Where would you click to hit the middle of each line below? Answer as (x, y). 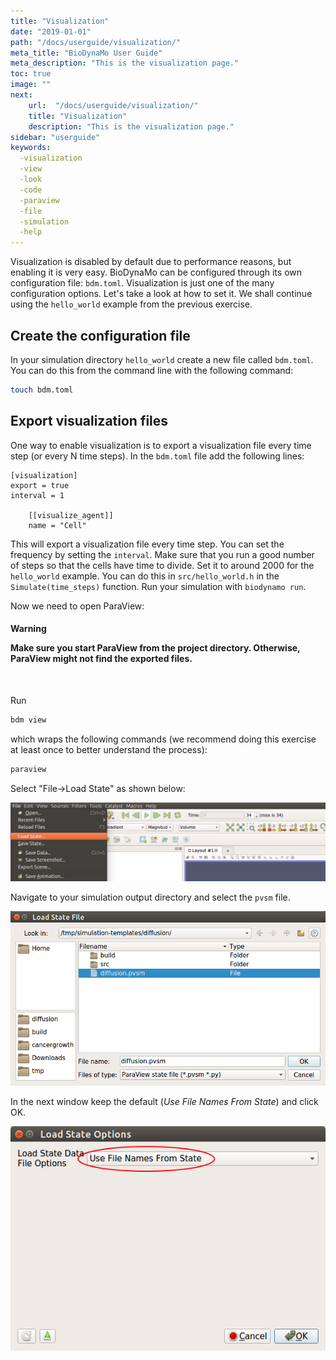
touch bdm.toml (42, 390)
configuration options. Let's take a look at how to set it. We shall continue (161, 294)
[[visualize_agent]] (71, 515)
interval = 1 (37, 495)
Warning (28, 629)
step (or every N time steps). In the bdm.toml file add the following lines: (157, 456)
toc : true (31, 74)
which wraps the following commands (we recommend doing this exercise (163, 739)
